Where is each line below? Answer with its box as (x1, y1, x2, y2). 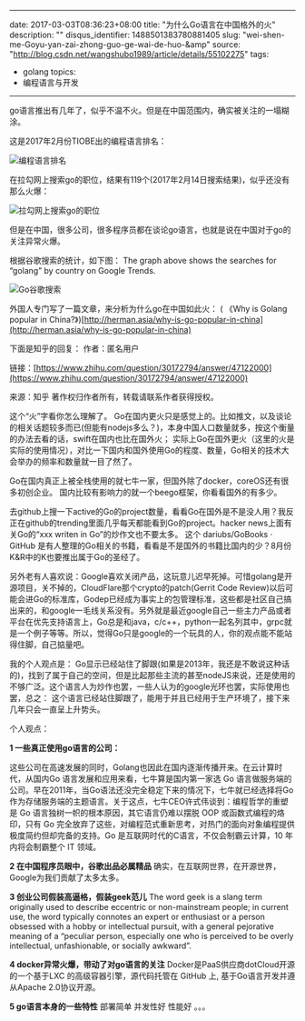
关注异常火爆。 (9, 235, 65, 246)
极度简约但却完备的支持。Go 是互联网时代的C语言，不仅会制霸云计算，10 (9, 830, 283, 841)
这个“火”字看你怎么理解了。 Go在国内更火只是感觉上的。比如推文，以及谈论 (9, 411, 292, 421)
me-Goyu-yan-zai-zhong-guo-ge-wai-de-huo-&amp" (9, 39, 211, 50)
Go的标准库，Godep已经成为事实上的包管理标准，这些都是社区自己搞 (33, 594, 292, 605)
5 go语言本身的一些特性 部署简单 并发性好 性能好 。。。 (9, 1001, 211, 1012)
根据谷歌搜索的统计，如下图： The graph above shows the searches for (9, 255, 277, 265)
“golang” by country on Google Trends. (9, 265, 156, 275)
